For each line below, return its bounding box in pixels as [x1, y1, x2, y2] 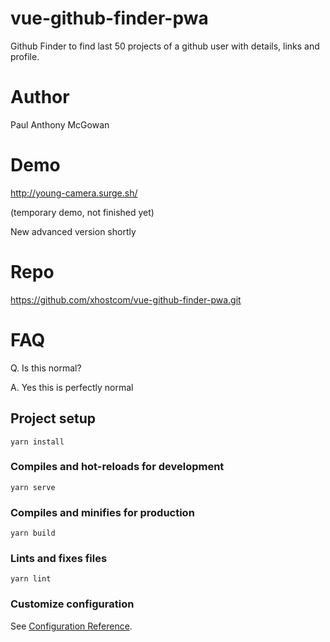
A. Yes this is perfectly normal [10, 381, 134, 393]
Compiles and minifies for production [10, 505, 195, 519]
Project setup [10, 410, 97, 427]
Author [10, 86, 70, 109]
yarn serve [10, 482, 56, 492]
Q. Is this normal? [10, 362, 82, 374]
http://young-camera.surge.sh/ [10, 187, 138, 199]
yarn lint [10, 574, 52, 584]
